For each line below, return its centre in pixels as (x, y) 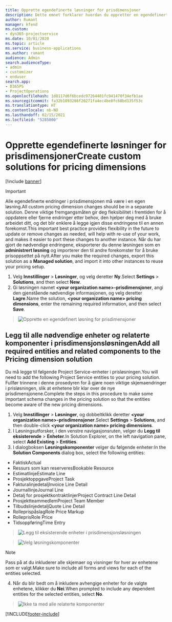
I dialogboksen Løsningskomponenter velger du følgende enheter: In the (89, 447)
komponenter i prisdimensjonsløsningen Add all (83, 344)
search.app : (18, 82)
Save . (19, 309)
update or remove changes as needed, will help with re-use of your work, (83, 234)
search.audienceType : (28, 63)
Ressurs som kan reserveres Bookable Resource (63, 468)
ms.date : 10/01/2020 (27, 39)
